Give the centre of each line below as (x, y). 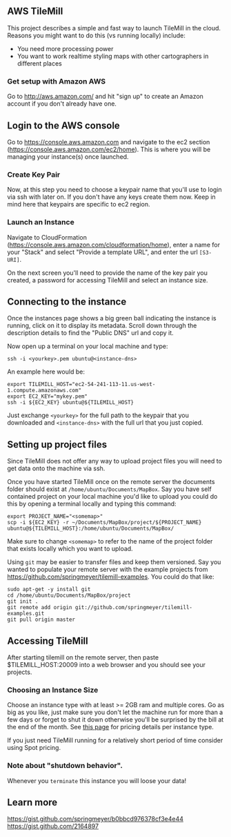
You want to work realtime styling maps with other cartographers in (113, 56)
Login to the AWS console (64, 125)
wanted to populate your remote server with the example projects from (108, 570)
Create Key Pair (34, 174)
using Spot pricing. (34, 748)
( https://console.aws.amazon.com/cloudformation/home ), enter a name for (114, 244)
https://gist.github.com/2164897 (53, 826)
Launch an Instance (41, 222)
